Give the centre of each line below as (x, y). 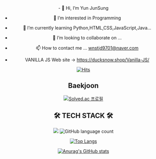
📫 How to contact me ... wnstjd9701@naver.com (87, 48)
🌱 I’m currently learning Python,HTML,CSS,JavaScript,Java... (87, 28)
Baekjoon (83, 86)
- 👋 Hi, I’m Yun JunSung (83, 8)
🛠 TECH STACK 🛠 (83, 116)
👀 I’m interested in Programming (87, 18)
